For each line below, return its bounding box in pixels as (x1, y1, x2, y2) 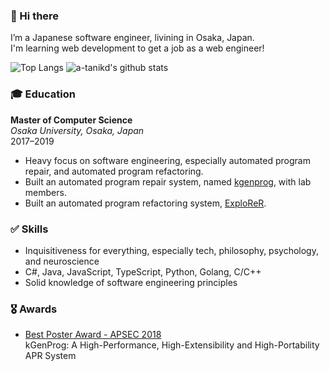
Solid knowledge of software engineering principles (24, 276, 238, 288)
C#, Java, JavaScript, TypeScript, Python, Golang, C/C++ (24, 265, 262, 278)
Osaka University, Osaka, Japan (10, 124, 145, 136)
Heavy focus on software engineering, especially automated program (24, 154, 311, 166)
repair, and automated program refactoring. (24, 165, 204, 177)
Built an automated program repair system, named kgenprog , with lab (24, 175, 312, 188)
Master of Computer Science (10, 114, 133, 126)
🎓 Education (10, 87, 76, 101)
